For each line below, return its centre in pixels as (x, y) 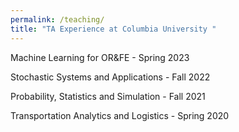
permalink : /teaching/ (57, 19)
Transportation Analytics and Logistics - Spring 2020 (120, 115)
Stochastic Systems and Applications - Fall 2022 (110, 77)
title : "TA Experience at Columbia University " (113, 29)
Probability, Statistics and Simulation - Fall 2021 (108, 96)
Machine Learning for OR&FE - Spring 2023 (100, 57)
